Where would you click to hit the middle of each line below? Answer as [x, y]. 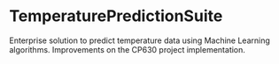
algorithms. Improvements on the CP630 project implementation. [128, 49]
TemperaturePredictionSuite [116, 16]
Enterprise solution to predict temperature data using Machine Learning [139, 40]
